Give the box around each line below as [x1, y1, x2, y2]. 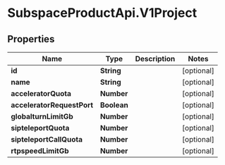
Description [135, 54, 176, 63]
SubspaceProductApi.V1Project [7, 5, 197, 21]
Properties [7, 33, 55, 45]
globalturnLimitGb [11, 111, 74, 121]
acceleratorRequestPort [11, 100, 94, 110]
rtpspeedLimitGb [11, 146, 69, 156]
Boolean [99, 100, 128, 110]
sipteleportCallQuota [11, 135, 83, 144]
